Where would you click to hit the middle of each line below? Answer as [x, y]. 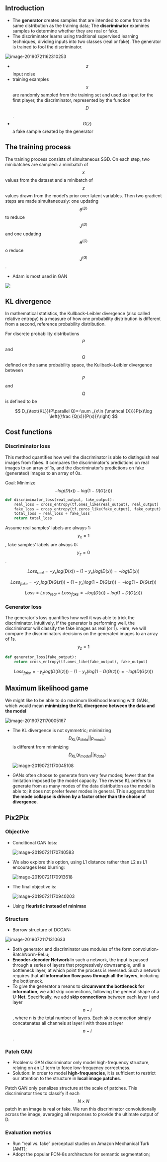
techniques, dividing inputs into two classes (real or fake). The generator [87, 41]
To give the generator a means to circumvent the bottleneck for [78, 986]
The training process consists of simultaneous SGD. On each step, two [78, 159]
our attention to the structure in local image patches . [67, 1079]
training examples [31, 79]
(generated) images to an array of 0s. [43, 473]
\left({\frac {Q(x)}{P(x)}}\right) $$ [83, 416]
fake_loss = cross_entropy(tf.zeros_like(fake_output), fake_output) [88, 509]
